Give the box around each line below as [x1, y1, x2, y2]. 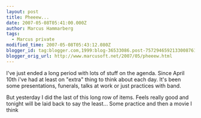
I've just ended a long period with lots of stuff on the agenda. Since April [6, 69, 185, 76]
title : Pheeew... [6, 14, 50, 20]
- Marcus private [11, 36, 55, 42]
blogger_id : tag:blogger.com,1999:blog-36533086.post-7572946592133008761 [6, 48, 197, 54]
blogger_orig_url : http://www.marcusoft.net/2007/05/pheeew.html [6, 53, 172, 59]
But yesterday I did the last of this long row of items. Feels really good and [6, 94, 189, 101]
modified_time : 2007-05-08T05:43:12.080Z [6, 42, 111, 48]
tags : [6, 31, 20, 37]
